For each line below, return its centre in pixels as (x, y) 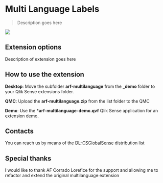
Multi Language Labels (52, 9)
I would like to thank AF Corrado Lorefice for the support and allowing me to (82, 170)
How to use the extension (45, 75)
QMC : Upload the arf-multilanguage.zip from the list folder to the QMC (77, 101)
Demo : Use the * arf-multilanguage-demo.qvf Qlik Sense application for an (81, 110)
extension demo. (22, 116)
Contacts (20, 131)
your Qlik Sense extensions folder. (40, 91)
